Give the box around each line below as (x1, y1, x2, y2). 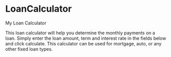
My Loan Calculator (5, 20, 47, 26)
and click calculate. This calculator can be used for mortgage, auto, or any (5, 40, 162, 46)
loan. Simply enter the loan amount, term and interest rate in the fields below (5, 35, 166, 41)
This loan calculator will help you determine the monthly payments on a (5, 30, 156, 36)
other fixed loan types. (5, 46, 53, 52)
